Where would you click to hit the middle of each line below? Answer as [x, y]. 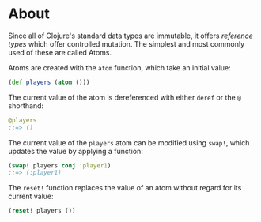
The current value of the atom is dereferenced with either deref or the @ [125, 97]
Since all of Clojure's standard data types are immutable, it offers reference [130, 36]
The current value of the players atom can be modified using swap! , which [129, 142]
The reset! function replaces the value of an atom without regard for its [125, 188]
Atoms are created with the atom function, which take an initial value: [119, 67]
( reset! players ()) [42, 211]
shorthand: [26, 105]
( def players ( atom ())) [49, 82]
